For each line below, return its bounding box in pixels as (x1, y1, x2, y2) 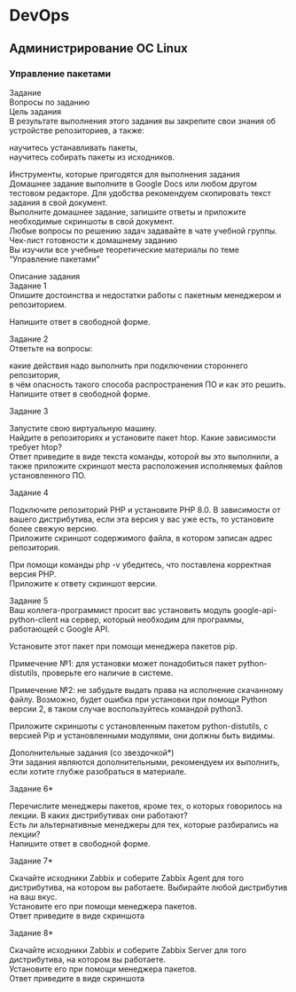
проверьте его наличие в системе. (41, 667, 174, 678)
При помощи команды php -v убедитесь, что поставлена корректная (9, 559, 272, 570)
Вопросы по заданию (9, 97, 90, 107)
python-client (9, 614, 59, 625)
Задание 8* (9, 927, 54, 938)
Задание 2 (9, 334, 49, 344)
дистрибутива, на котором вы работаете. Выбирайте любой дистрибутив (9, 882, 288, 893)
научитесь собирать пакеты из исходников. (9, 152, 175, 162)
